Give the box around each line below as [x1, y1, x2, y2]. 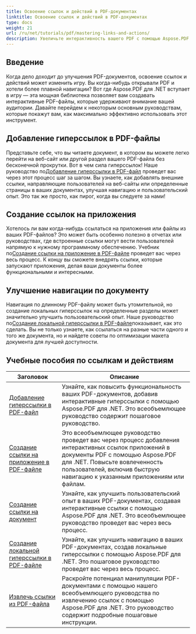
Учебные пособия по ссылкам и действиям [6, 355, 174, 365]
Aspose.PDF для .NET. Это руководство [62, 604, 174, 612]
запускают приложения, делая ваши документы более [6, 262, 143, 269]
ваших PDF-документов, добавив [62, 390, 158, 398]
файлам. [62, 480, 86, 488]
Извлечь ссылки [9, 592, 56, 601]
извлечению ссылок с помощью [62, 597, 155, 605]
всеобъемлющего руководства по [62, 589, 160, 597]
